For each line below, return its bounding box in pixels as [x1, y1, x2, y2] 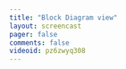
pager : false [9, 30, 58, 39]
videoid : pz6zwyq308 [9, 47, 87, 56]
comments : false [9, 38, 70, 47]
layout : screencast [9, 22, 82, 30]
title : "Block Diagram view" [9, 13, 118, 22]
